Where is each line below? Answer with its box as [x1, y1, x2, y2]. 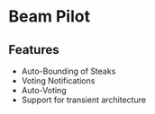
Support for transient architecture [21, 94, 146, 105]
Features [8, 42, 59, 57]
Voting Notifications [21, 75, 96, 86]
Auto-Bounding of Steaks [21, 66, 116, 76]
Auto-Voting [21, 85, 67, 95]
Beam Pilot [8, 6, 91, 27]
